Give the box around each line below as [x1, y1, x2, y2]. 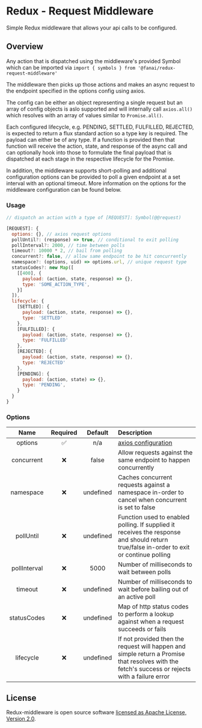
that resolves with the [118, 657, 179, 665]
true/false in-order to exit [118, 543, 190, 551]
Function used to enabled [118, 513, 190, 521]
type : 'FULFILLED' [22, 337, 69, 343]
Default [87, 429, 109, 437]
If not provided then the [118, 635, 185, 643]
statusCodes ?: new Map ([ [11, 265, 74, 271]
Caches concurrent [118, 473, 173, 482]
